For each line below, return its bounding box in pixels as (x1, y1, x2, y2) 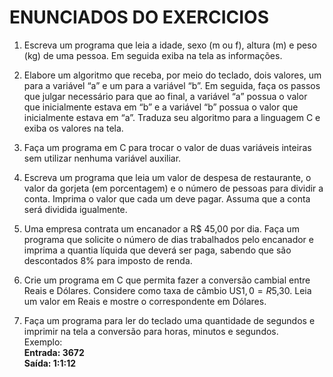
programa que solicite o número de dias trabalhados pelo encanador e (23, 233, 314, 245)
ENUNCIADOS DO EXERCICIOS (9, 6, 269, 29)
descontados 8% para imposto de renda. (23, 254, 193, 266)
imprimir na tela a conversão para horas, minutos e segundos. (23, 325, 279, 337)
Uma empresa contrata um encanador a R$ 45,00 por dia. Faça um (23, 222, 300, 235)
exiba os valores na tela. (23, 122, 124, 134)
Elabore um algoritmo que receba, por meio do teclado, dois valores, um (23, 69, 322, 81)
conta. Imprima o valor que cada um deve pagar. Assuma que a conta (23, 192, 311, 205)
